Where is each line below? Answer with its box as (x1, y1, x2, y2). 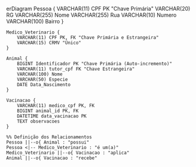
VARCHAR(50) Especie (17, 77, 68, 83)
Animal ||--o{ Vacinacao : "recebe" (6, 155, 97, 161)
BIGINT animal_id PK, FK (17, 108, 79, 114)
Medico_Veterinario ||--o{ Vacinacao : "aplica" (6, 150, 130, 156)
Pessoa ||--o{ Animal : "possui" (6, 139, 90, 145)
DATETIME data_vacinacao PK (17, 113, 87, 119)
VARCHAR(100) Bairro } (6, 18, 64, 25)
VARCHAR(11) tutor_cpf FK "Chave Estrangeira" (17, 66, 135, 72)
